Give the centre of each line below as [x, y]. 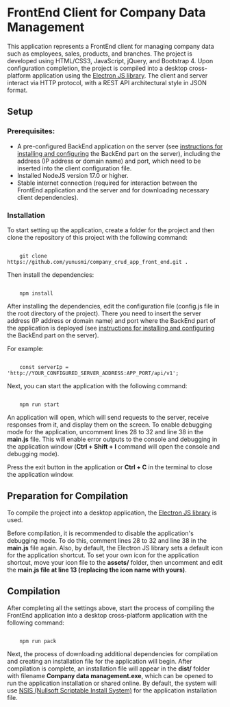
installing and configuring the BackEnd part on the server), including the [118, 153]
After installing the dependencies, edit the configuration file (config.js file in [114, 306]
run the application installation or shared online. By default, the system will [112, 683]
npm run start [39, 404]
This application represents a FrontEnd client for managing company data [111, 46]
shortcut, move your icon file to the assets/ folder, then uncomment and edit [115, 562]
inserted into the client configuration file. [74, 168]
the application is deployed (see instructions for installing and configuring [111, 328]
